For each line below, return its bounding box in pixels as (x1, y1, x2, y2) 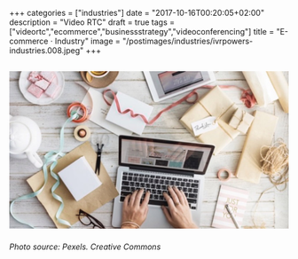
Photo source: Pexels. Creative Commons (9, 241, 161, 252)
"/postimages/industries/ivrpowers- (122, 35, 254, 46)
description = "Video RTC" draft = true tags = (9, 17, 176, 27)
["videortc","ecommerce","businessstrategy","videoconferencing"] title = (9, 27, 275, 36)
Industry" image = (54, 35, 122, 46)
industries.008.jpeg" (9, 45, 84, 56)
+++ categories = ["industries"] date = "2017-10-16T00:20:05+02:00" (9, 8, 264, 18)
